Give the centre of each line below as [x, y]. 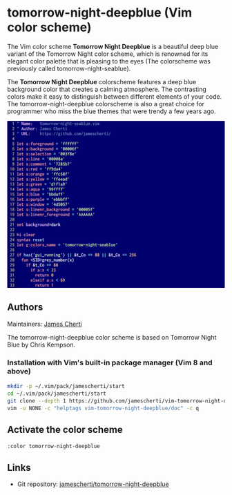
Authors [25, 308]
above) [19, 371]
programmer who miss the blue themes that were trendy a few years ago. [112, 111]
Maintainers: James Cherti [45, 324]
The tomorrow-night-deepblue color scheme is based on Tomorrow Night [112, 337]
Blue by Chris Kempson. [41, 344]
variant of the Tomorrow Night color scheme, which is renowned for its [108, 54]
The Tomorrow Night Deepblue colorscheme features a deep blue [102, 81]
